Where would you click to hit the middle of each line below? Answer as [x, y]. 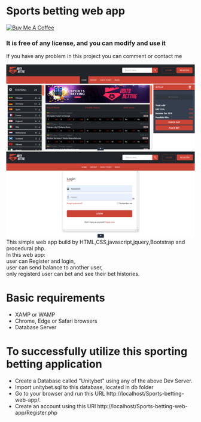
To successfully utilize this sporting [97, 352]
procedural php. [26, 248]
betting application [54, 364]
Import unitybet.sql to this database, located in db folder [84, 387]
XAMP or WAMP [35, 314]
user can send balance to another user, [54, 267]
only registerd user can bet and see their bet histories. [73, 274]
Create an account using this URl [55, 406]
